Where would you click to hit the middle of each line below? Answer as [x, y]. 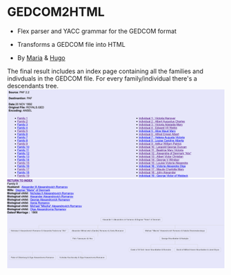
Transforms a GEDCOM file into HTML [71, 44]
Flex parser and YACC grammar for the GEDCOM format [97, 31]
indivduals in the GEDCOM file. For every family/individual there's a [102, 78]
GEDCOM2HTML [56, 12]
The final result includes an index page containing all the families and [105, 71]
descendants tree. [33, 85]
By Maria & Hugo [41, 58]
